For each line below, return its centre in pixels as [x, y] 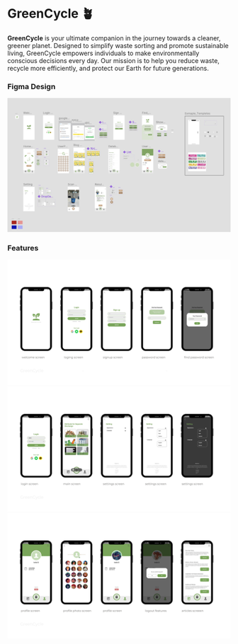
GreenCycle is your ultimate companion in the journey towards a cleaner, [114, 38]
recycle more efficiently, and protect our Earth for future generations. [108, 68]
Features [23, 248]
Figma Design [32, 86]
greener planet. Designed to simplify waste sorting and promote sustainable [118, 45]
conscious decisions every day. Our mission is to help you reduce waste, [113, 60]
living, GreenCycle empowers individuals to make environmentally [103, 53]
